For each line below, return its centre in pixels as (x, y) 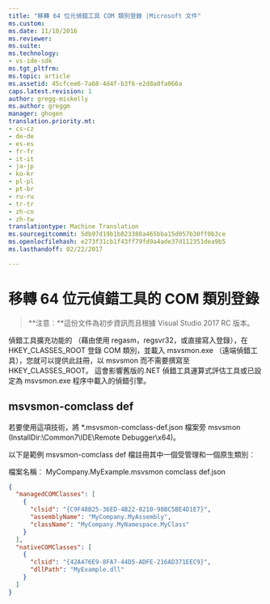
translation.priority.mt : (52, 121)
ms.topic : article (39, 76)
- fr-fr (21, 151)
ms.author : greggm (39, 106)
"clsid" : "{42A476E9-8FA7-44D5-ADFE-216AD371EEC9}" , (120, 562)
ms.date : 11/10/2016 (43, 31)
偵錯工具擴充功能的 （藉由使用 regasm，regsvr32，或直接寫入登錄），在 (128, 340)
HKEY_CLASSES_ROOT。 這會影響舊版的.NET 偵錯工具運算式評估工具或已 (131, 370)
